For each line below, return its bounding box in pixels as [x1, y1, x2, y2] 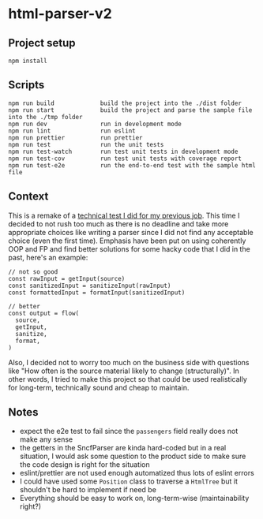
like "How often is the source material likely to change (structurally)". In [8, 366, 239, 375]
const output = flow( [8, 309, 80, 317]
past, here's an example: [8, 252, 88, 262]
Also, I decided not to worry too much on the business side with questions [8, 357, 250, 367]
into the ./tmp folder [8, 113, 83, 121]
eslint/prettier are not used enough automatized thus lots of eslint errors [19, 469, 254, 478]
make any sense [19, 435, 73, 444]
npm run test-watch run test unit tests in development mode [8, 147, 239, 155]
